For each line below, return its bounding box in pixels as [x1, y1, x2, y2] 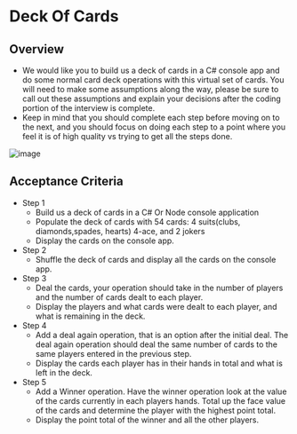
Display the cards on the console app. [35, 235, 175, 246]
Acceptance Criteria [9, 174, 124, 189]
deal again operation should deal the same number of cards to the [35, 339, 278, 350]
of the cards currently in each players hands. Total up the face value [35, 395, 286, 406]
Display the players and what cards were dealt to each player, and [35, 301, 277, 312]
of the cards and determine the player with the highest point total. [35, 405, 277, 415]
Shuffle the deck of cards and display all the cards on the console [35, 254, 277, 264]
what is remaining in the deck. [35, 311, 146, 321]
